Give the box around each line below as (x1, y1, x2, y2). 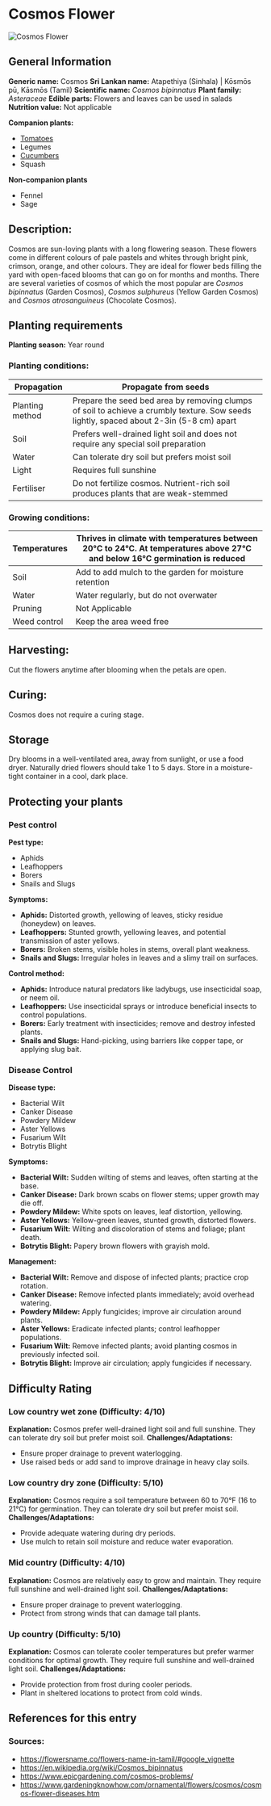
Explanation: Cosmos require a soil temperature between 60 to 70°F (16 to (8, 1495, 256, 1506)
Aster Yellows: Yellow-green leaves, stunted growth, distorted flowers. (19, 1216, 256, 1226)
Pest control (8, 819, 57, 830)
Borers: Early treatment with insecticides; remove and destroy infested (19, 1019, 256, 1029)
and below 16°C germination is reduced (88, 552, 246, 564)
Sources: (8, 1736, 45, 1747)
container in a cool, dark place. (25, 772, 128, 781)
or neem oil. (19, 993, 60, 1003)
